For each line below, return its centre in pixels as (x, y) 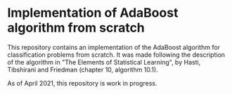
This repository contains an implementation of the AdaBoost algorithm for (114, 47)
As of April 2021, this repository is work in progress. (82, 83)
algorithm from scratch (76, 28)
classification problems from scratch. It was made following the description (116, 55)
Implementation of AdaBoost (93, 13)
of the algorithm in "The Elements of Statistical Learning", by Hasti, (104, 62)
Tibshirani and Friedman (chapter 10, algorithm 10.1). (83, 69)
